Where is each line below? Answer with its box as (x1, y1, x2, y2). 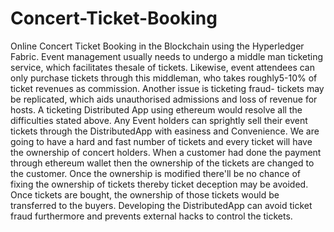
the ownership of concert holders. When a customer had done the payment (10, 146, 322, 158)
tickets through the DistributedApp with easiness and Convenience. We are (10, 125, 320, 137)
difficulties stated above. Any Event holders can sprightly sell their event (10, 114, 308, 126)
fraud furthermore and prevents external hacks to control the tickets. (10, 210, 293, 222)
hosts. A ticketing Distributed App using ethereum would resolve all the (10, 103, 303, 116)
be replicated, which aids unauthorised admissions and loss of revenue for (10, 93, 318, 105)
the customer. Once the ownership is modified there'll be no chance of (10, 167, 302, 179)
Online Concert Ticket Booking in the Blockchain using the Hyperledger (10, 40, 305, 52)
